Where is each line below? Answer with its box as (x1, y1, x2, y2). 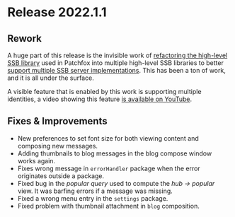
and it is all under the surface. (7, 74, 94, 82)
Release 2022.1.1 (7, 4, 108, 20)
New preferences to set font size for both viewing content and (17, 134, 200, 142)
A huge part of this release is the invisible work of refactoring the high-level (7, 51, 228, 59)
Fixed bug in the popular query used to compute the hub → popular (17, 179, 215, 187)
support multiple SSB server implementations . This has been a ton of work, (7, 66, 227, 74)
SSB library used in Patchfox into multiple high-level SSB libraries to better (7, 59, 224, 67)
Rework (7, 33, 42, 45)
